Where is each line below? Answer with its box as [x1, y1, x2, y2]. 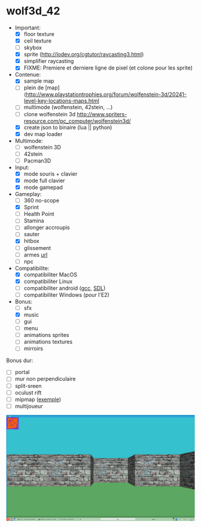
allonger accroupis [23, 224, 70, 231]
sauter [23, 231, 40, 238]
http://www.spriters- [77, 110, 127, 118]
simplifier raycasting [23, 58, 74, 65]
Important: [14, 24, 41, 31]
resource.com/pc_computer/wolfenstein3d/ [23, 117, 131, 124]
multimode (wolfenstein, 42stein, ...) [23, 104, 113, 111]
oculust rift [14, 389, 42, 396]
